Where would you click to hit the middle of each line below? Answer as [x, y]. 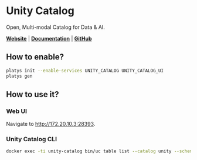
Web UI [17, 111]
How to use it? [33, 94]
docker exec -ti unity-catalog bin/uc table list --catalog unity [89, 151]
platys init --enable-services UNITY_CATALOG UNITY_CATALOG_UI [85, 71]
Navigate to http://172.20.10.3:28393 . [51, 124]
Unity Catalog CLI [32, 139]
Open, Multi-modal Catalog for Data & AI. [56, 27]
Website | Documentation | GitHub [49, 38]
